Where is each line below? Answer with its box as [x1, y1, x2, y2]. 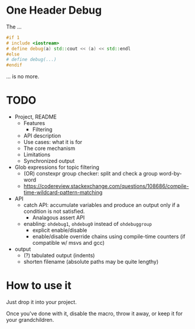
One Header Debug [6, 4, 102, 17]
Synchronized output [23, 158, 75, 165]
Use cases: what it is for [23, 139, 83, 146]
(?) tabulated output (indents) [23, 252, 95, 259]
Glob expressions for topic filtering [14, 164, 99, 171]
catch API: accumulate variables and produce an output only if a [23, 202, 180, 209]
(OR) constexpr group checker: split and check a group [23, 170, 158, 177]
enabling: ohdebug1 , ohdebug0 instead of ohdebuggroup [23, 221, 152, 228]
